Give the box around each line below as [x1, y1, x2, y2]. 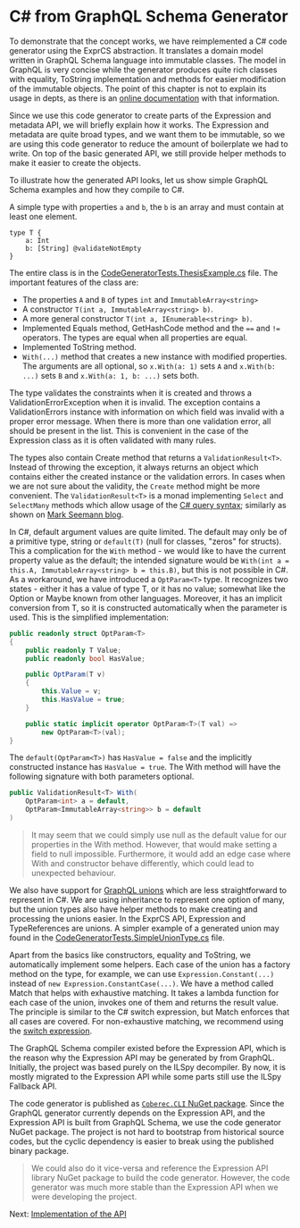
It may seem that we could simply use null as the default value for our [30, 829, 287, 840]
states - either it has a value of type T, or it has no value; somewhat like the [9, 583, 286, 594]
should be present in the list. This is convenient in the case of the [9, 425, 249, 436]
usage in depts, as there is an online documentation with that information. [9, 92, 279, 104]
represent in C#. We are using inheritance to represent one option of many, [9, 894, 286, 905]
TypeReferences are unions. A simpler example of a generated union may [9, 923, 279, 933]
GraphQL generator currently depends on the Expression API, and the [9, 1107, 266, 1118]
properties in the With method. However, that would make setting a [30, 839, 278, 849]
